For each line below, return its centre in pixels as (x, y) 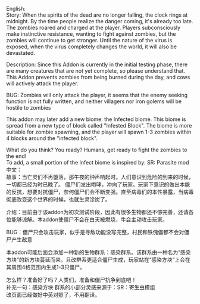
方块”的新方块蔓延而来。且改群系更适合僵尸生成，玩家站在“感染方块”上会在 (98, 260)
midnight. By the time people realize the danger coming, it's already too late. (100, 21)
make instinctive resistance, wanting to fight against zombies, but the (91, 34)
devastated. (21, 53)
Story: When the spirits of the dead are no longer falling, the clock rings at (97, 15)
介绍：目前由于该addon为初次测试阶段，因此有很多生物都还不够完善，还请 (97, 212)
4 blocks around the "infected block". (52, 138)
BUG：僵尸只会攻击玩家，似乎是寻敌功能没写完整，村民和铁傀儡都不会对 (95, 232)
